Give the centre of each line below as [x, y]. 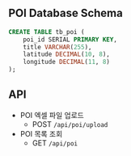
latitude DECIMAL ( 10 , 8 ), [67, 55]
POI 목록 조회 [41, 133]
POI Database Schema [65, 13]
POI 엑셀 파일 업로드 [52, 115]
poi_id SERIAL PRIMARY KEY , [70, 40]
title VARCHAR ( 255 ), [57, 47]
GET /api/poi [55, 143]
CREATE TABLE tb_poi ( [46, 32]
